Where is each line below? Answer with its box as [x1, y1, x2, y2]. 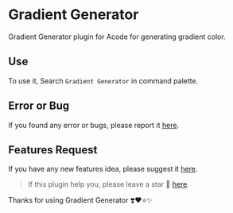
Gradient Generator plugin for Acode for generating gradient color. [8, 32, 226, 41]
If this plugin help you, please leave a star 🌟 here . [27, 180, 189, 189]
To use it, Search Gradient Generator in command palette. [8, 76, 199, 85]
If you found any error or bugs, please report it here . [8, 120, 180, 130]
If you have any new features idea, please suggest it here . [8, 165, 198, 174]
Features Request [8, 143, 98, 157]
